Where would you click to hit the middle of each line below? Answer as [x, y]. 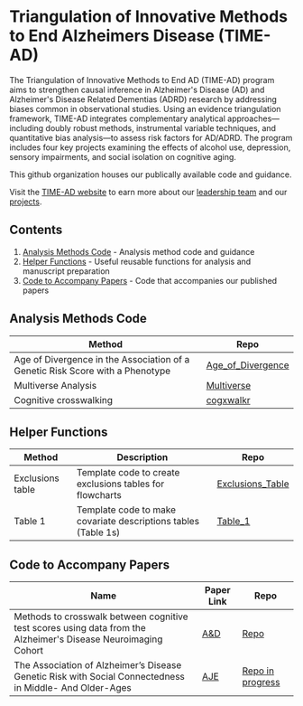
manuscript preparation [66, 271]
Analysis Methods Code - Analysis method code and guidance [138, 251]
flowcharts [99, 495]
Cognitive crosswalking [64, 400]
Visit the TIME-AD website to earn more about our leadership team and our [148, 192]
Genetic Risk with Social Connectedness [99, 677]
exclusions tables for [120, 484]
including [27, 127]
